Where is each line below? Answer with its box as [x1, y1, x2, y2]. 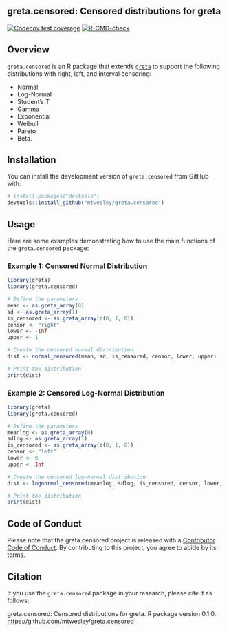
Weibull [17, 119, 39, 128]
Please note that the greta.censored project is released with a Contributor [7, 536, 215, 544]
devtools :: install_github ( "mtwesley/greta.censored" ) [7, 199, 165, 206]
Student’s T [17, 97, 50, 105]
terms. [7, 551, 25, 559]
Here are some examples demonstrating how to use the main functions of [7, 237, 215, 245]
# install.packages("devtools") [7, 193, 100, 200]
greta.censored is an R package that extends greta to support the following [7, 62, 220, 70]
